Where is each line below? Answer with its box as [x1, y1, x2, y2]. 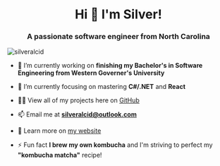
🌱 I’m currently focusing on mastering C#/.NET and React [17, 83, 185, 91]
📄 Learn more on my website [17, 126, 102, 135]
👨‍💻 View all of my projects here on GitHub [17, 96, 140, 105]
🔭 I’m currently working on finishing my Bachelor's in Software [17, 61, 203, 70]
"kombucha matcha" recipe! [17, 151, 102, 160]
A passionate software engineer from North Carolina [27, 32, 210, 42]
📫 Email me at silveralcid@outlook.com [17, 110, 137, 119]
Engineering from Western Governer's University [17, 69, 165, 77]
